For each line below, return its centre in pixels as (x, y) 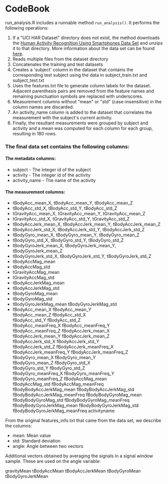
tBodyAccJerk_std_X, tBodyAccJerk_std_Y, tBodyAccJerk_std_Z (78, 230)
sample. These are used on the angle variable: (53, 461)
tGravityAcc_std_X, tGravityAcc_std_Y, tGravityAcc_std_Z (71, 219)
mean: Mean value (32, 436)
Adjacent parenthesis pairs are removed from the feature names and (83, 91)
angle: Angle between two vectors (48, 446)
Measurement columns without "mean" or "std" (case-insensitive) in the (87, 101)
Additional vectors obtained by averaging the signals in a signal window (79, 456)
